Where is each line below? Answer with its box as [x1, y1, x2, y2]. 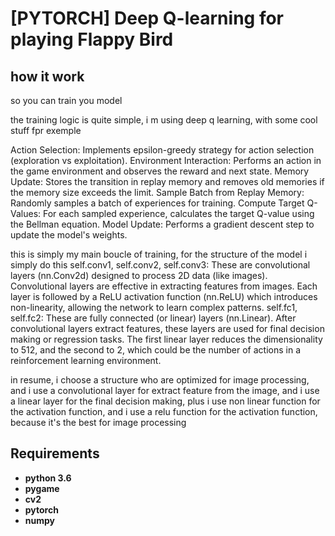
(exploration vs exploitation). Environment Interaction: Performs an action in [10, 155, 322, 166]
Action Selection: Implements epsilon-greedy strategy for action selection [10, 144, 315, 156]
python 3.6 [24, 472, 72, 484]
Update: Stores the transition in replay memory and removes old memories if [10, 176, 325, 187]
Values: [10, 208, 42, 219]
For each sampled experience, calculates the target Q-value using [43, 208, 315, 219]
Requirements [10, 445, 100, 462]
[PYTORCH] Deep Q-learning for [10, 7, 284, 30]
